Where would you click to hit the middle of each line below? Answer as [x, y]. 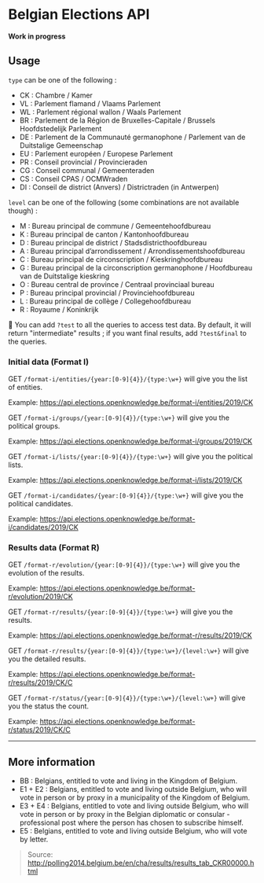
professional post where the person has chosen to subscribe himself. [131, 822]
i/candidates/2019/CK [43, 528]
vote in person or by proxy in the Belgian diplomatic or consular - [125, 815]
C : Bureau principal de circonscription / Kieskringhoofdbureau [121, 259]
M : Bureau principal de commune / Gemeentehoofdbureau [115, 226]
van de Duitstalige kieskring [64, 276]
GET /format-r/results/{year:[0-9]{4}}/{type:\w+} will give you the [121, 612]
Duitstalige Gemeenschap [61, 145]
